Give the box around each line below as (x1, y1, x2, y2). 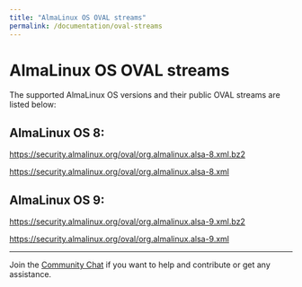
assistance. (9, 269, 52, 280)
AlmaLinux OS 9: (9, 192, 105, 207)
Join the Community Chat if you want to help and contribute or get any (9, 259, 271, 270)
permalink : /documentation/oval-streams (9, 22, 164, 30)
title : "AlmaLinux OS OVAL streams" (9, 13, 147, 22)
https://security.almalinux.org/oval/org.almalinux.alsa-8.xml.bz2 (9, 149, 245, 160)
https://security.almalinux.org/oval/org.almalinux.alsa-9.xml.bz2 (9, 216, 245, 227)
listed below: (9, 100, 57, 110)
